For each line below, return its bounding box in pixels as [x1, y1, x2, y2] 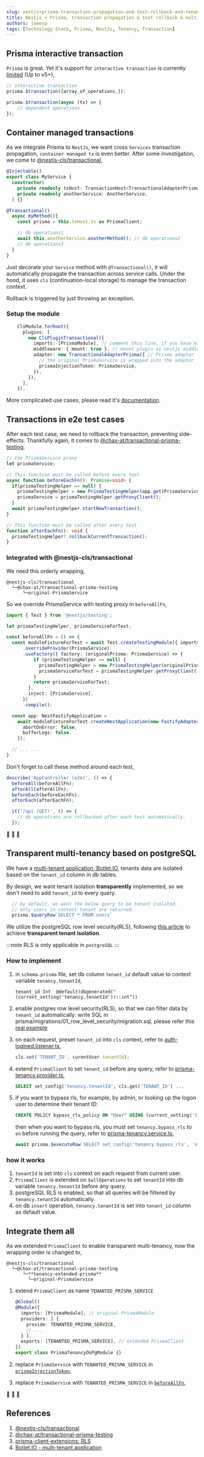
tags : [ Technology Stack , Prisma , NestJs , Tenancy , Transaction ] [6, 26, 175, 32]
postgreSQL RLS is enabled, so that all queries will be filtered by [15, 1189, 176, 1196]
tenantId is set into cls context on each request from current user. [15, 1169, 182, 1177]
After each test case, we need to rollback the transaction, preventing [6, 430, 178, 438]
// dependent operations [17, 105, 80, 111]
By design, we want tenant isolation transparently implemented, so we [6, 883, 184, 890]
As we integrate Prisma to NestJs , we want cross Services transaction [6, 143, 181, 151]
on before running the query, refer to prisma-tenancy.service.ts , [15, 1130, 174, 1137]
